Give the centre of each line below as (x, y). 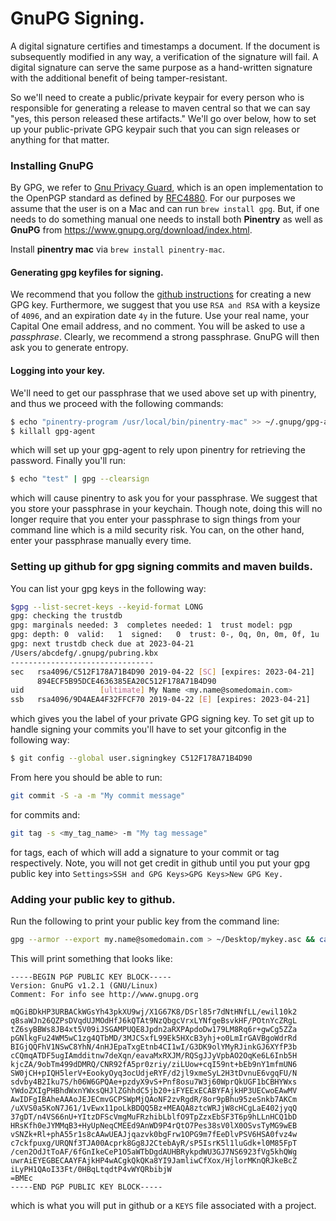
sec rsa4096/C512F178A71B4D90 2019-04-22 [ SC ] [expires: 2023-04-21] (162, 672)
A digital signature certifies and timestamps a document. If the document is (165, 46)
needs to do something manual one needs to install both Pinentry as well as (166, 219)
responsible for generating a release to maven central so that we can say (160, 108)
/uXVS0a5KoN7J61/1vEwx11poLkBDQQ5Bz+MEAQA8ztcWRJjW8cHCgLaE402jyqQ (154, 1108)
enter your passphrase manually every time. (101, 541)
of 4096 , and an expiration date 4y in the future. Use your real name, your (160, 316)
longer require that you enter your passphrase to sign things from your (155, 519)
